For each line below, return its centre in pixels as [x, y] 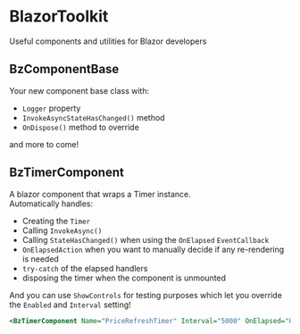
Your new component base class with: [79, 90]
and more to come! [44, 144]
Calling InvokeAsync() [62, 230]
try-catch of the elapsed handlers [85, 268]
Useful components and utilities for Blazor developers [108, 41]
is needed [41, 259]
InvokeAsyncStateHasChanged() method [93, 117]
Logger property [51, 108]
